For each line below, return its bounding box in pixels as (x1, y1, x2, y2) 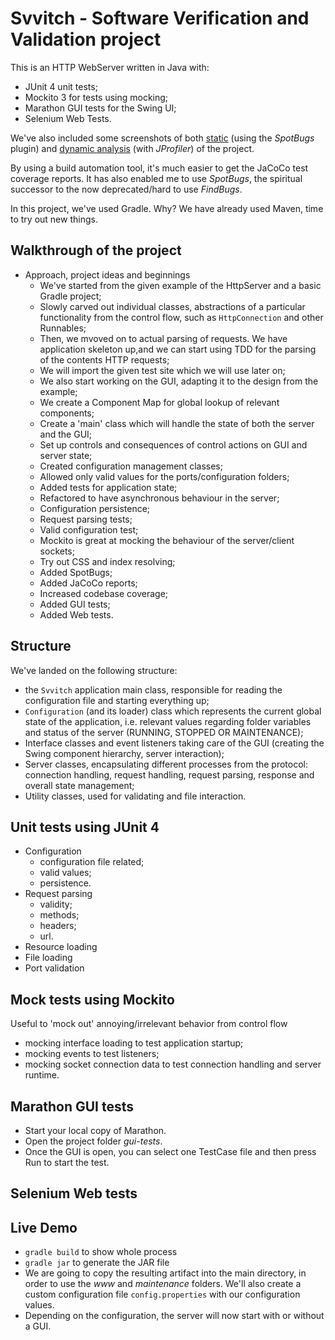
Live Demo (10, 1219, 78, 1236)
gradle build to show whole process (24, 1246, 178, 1258)
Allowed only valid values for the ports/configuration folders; (39, 470, 290, 482)
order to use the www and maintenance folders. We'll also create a (24, 1278, 302, 1290)
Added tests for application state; (39, 481, 178, 493)
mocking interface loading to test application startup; (24, 1037, 244, 1049)
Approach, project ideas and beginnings (24, 268, 191, 281)
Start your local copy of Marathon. (24, 1125, 167, 1136)
